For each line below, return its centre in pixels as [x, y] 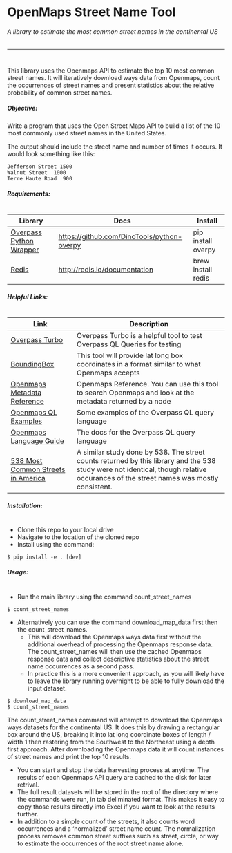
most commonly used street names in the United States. [87, 133]
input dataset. [47, 688]
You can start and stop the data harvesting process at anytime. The [113, 770]
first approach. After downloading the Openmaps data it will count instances [116, 749]
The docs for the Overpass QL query [136, 433]
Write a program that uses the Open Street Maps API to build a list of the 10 [114, 126]
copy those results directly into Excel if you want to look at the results [116, 807]
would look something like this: [51, 153]
